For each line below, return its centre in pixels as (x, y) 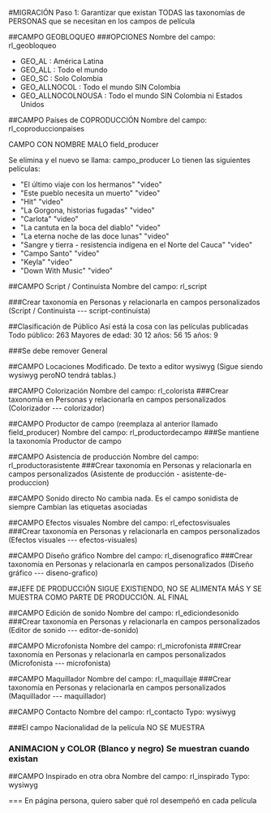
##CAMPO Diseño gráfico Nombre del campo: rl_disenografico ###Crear (131, 555)
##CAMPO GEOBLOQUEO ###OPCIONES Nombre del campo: (112, 37)
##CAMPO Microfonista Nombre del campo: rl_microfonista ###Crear (125, 646)
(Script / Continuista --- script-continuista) (80, 311)
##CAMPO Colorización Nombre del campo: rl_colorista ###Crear (118, 391)
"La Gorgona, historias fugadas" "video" (88, 210)
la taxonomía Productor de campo (65, 441)
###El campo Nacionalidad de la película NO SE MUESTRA (107, 727)
